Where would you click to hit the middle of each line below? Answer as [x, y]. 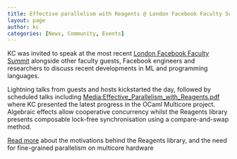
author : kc [23, 27]
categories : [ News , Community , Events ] [66, 33]
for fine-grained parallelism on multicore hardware [80, 148]
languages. [24, 76]
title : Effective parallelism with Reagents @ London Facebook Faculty [115, 14]
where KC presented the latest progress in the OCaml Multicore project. [111, 104]
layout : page [26, 20]
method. [19, 127]
